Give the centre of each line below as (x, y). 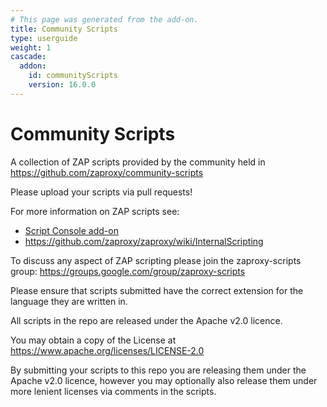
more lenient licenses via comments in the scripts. (113, 391)
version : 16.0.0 (62, 85)
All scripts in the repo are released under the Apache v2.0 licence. (146, 320)
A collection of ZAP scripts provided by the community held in (138, 162)
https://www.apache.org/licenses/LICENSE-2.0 (107, 350)
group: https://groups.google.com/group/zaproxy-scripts (128, 271)
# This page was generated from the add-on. (104, 19)
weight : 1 (31, 47)
